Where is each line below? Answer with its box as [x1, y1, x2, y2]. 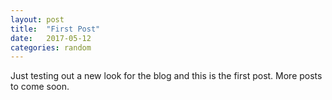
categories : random [10, 42, 92, 53]
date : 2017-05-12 [10, 33, 92, 43]
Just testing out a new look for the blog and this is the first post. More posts [10, 70, 323, 82]
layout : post [10, 14, 65, 25]
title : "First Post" [10, 24, 101, 34]
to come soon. [10, 81, 70, 93]
